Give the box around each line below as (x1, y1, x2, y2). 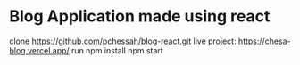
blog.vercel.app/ (9, 45, 70, 55)
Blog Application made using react (9, 6, 271, 27)
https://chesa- (237, 36, 292, 46)
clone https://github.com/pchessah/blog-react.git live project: (9, 36, 237, 46)
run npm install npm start (71, 45, 163, 55)
